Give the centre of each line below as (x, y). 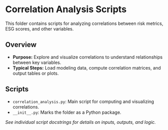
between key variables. (37, 62)
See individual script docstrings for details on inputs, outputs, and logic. (81, 122)
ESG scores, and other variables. (40, 28)
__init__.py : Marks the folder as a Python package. (67, 112)
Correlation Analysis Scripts (66, 9)
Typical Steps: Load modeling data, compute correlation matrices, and (87, 68)
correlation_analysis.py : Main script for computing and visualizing (83, 101)
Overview (21, 45)
